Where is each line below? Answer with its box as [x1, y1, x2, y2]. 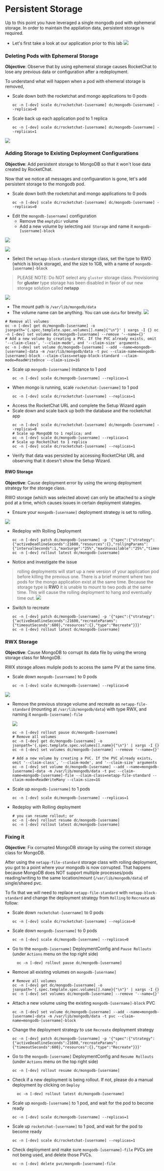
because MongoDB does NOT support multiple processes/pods [5, 870, 134, 876]
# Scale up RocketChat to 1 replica [12, 439, 87, 445]
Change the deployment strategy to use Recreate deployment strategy [12, 1027, 154, 1033]
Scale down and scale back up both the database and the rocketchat [12, 407, 151, 413]
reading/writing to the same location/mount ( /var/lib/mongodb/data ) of [5, 875, 148, 881]
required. [5, 30, 23, 36]
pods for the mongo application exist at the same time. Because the [17, 579, 154, 585]
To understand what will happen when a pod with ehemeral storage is [5, 79, 146, 84]
